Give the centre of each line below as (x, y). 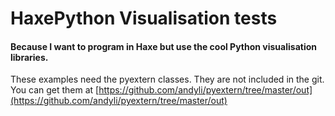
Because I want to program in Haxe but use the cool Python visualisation (163, 46)
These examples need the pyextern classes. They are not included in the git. (167, 79)
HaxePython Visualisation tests (144, 18)
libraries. (29, 57)
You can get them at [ (55, 90)
